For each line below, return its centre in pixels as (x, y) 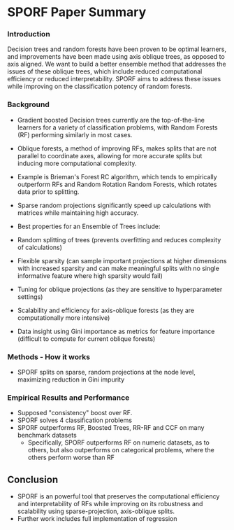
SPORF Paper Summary (77, 12)
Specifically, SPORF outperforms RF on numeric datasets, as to (118, 442)
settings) (30, 297)
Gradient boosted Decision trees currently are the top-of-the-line (111, 120)
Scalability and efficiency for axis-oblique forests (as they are (106, 310)
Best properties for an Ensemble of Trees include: (89, 226)
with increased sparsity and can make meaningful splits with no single (118, 268)
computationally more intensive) (64, 318)
